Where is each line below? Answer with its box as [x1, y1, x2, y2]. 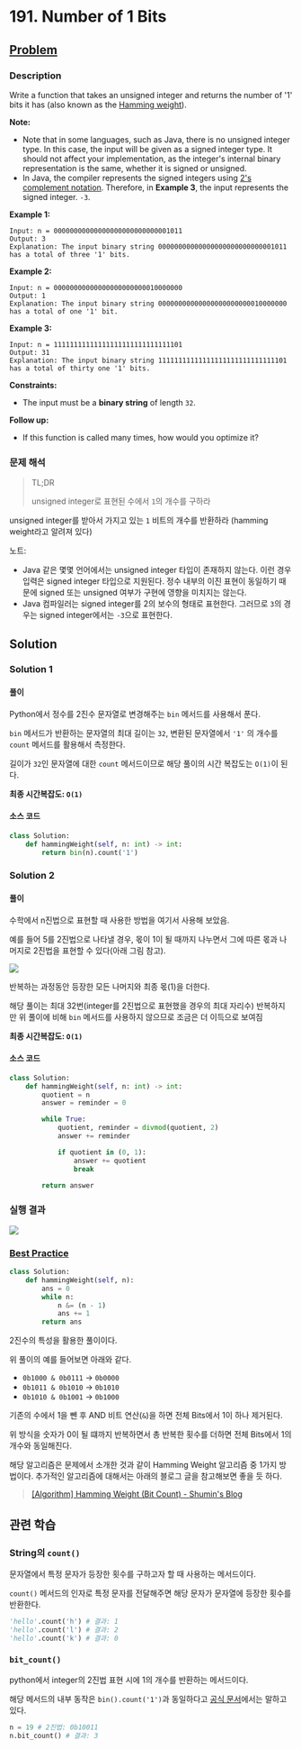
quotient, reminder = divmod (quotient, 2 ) [57, 1124, 219, 1133]
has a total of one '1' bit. [9, 306, 119, 316]
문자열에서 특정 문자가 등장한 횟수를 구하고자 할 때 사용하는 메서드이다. [9, 1568, 256, 1579]
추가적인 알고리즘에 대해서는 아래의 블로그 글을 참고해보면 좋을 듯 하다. [35, 1471, 283, 1481]
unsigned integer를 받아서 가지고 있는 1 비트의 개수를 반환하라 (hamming [9, 515, 269, 526]
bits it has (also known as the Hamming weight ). [9, 99, 187, 110]
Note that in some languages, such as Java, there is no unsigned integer [22, 133, 290, 145]
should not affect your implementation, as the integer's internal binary [22, 153, 281, 164]
